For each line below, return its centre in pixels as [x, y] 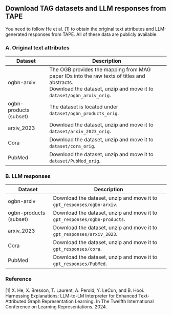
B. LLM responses [28, 176]
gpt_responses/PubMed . [80, 264]
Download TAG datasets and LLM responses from [86, 8]
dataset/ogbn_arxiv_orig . [80, 96]
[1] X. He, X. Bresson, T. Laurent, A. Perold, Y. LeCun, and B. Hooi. [75, 290]
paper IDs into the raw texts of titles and [97, 76]
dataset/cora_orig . [72, 146]
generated [16, 34]
